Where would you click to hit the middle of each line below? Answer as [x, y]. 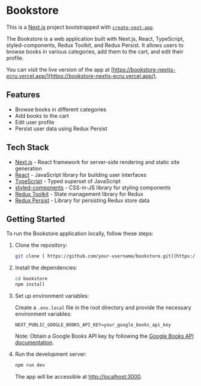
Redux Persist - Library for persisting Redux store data [82, 200]
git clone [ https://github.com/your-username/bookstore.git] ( [96, 256]
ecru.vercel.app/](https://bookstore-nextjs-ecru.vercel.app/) [81, 76]
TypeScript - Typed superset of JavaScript [68, 181]
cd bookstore [31, 279]
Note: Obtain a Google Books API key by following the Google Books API [104, 336]
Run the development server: [51, 354]
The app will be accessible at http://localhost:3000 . [78, 376]
